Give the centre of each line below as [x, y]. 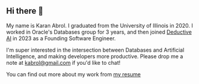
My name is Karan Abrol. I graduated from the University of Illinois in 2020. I [99, 25]
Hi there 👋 [25, 11]
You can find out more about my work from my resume [74, 74]
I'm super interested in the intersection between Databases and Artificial [95, 50]
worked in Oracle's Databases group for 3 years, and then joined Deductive [99, 32]
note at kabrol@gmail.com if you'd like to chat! [63, 62]
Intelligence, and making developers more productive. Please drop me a [95, 56]
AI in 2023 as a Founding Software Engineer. [61, 38]
